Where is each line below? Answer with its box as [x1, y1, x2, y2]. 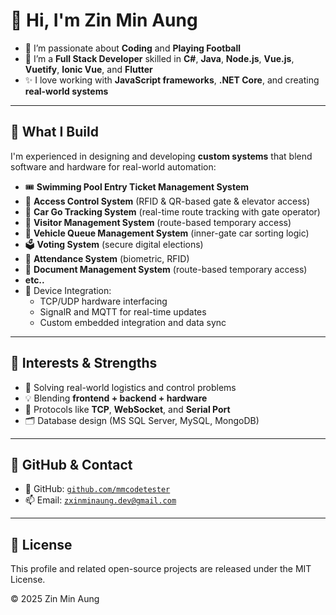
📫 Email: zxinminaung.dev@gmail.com [24, 494, 177, 506]
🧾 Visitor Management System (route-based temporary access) [24, 216, 292, 228]
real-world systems [24, 85, 109, 97]
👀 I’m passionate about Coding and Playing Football [24, 42, 242, 54]
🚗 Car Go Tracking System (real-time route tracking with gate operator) [24, 205, 321, 218]
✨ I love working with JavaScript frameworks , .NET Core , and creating [24, 74, 320, 86]
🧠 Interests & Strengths [10, 355, 158, 372]
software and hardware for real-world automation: [10, 160, 217, 173]
